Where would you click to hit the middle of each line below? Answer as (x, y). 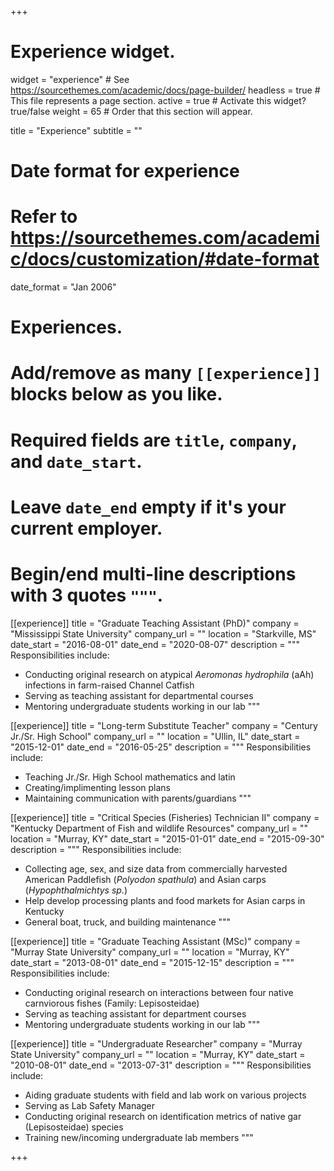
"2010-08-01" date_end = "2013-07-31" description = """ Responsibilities (161, 1065)
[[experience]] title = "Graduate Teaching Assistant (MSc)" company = (156, 941)
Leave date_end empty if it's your (148, 507)
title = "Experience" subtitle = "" (76, 130)
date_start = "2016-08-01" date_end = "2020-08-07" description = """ (155, 644)
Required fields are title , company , (154, 440)
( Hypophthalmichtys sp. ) (76, 890)
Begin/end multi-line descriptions (153, 574)
